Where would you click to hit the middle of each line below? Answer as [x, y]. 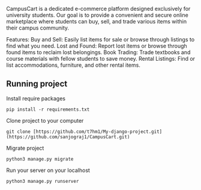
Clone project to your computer [45, 120]
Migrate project [25, 148]
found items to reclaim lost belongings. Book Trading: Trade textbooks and [98, 52]
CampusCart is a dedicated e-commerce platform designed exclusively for [98, 9]
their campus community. [38, 28]
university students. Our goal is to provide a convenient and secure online [97, 15]
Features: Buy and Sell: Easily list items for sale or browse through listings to [100, 39]
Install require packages [36, 98]
